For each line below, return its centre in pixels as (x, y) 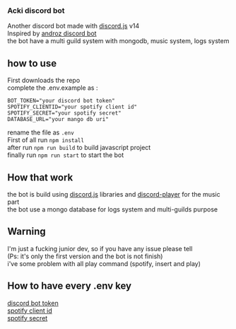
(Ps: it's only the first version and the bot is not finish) (85, 256)
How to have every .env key (70, 286)
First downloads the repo (44, 81)
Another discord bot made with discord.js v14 (73, 26)
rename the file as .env (41, 132)
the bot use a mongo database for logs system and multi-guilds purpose (112, 209)
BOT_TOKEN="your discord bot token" (61, 101)
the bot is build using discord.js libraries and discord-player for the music (114, 194)
